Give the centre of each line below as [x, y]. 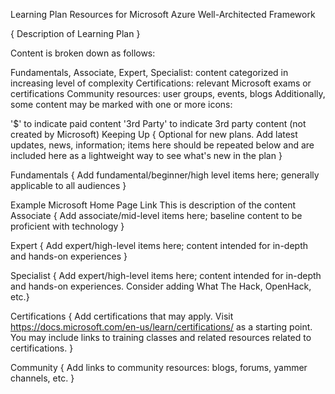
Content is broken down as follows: [83, 53]
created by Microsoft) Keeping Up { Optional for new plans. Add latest [154, 134]
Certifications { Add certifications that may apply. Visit [122, 316]
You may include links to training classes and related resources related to [161, 337]
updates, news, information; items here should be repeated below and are [162, 145]
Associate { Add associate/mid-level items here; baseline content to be [156, 215]
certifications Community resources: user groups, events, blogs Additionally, [168, 93]
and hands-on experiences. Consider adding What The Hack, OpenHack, [161, 286]
